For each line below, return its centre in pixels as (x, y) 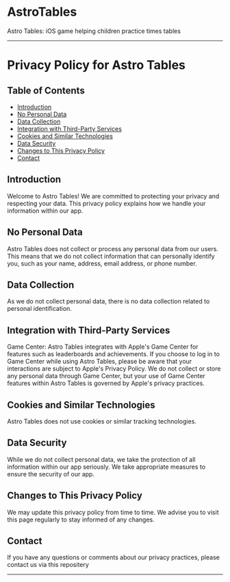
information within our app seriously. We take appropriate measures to (106, 467)
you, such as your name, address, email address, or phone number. (102, 263)
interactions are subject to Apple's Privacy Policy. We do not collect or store (114, 369)
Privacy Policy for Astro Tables (97, 65)
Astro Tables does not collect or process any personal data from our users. (113, 248)
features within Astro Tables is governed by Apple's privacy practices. (106, 383)
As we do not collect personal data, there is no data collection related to (108, 301)
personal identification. (39, 309)
